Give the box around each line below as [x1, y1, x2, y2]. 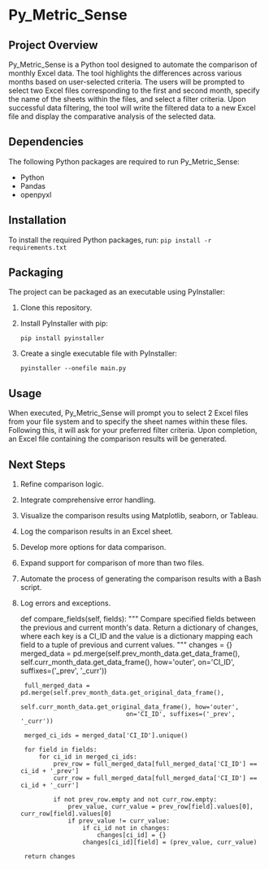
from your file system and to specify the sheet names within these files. [8, 417, 248, 426]
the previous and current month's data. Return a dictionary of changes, [20, 622, 258, 632]
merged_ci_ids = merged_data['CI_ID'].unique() [24, 731, 189, 740]
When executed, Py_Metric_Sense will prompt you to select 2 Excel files [8, 408, 249, 418]
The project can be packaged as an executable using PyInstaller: [8, 287, 226, 297]
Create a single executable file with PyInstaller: [20, 348, 177, 359]
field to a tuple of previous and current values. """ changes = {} [20, 640, 233, 650]
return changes [24, 853, 76, 861]
